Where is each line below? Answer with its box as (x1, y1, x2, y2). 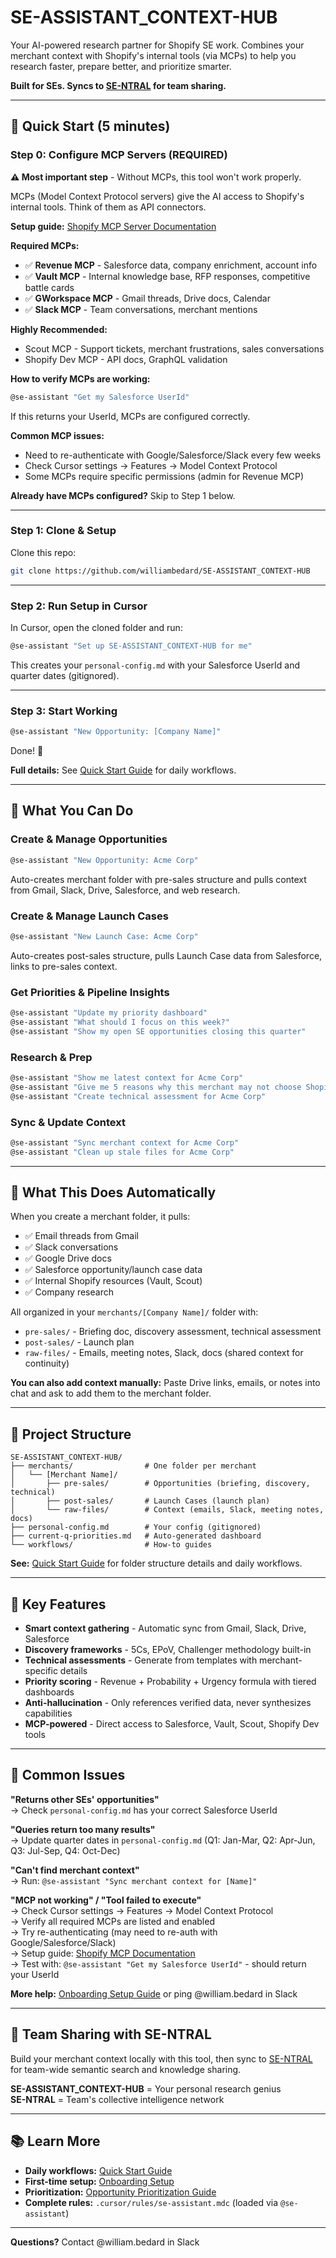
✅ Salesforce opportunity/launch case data (24, 1264, 203, 1276)
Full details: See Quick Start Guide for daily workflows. (10, 764, 237, 776)
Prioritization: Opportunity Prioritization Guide (24, 2186, 217, 2198)
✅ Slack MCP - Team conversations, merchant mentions (24, 303, 258, 315)
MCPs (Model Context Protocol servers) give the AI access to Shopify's (10, 190, 305, 202)
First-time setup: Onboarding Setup (24, 2175, 175, 2187)
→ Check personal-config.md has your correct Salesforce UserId (10, 1804, 278, 1816)
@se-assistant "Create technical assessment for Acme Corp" (10, 1091, 267, 1101)
